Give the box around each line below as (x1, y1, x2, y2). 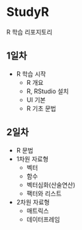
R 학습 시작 (16, 70, 46, 78)
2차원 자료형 (16, 198, 50, 206)
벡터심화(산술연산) (26, 180, 76, 189)
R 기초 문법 (26, 104, 56, 113)
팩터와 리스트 (26, 189, 62, 198)
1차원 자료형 (16, 155, 49, 163)
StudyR (6, 4, 49, 20)
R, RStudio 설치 (26, 87, 69, 95)
